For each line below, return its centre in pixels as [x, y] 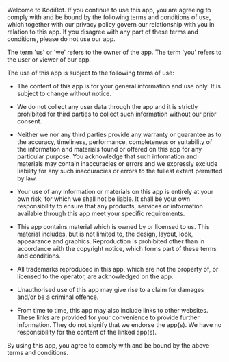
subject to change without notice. [64, 93]
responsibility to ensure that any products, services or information [110, 206]
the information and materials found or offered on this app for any [109, 149]
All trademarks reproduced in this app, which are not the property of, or [118, 269]
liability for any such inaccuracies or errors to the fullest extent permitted [120, 171]
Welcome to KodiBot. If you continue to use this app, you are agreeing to [109, 10]
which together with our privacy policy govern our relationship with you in [111, 24]
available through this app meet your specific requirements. [101, 213]
